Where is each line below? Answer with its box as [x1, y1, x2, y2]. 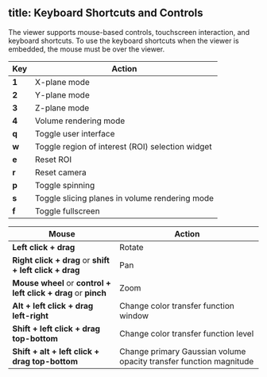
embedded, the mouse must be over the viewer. [8, 44, 165, 54]
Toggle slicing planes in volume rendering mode [34, 192, 215, 203]
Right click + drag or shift [12, 254, 110, 265]
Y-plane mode [34, 89, 90, 100]
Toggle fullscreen [34, 206, 101, 217]
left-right [12, 310, 49, 321]
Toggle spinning [34, 179, 95, 190]
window [118, 310, 149, 321]
